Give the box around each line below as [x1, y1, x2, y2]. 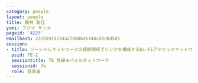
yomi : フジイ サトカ [6, 25, 51, 31]
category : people [6, 8, 49, 15]
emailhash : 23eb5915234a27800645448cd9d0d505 [6, 36, 120, 41]
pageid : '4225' [6, 30, 44, 36]
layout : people [6, 14, 44, 20]
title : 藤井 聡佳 [6, 19, 46, 25]
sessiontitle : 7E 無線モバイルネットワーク [11, 57, 109, 63]
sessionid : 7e [11, 63, 46, 69]
